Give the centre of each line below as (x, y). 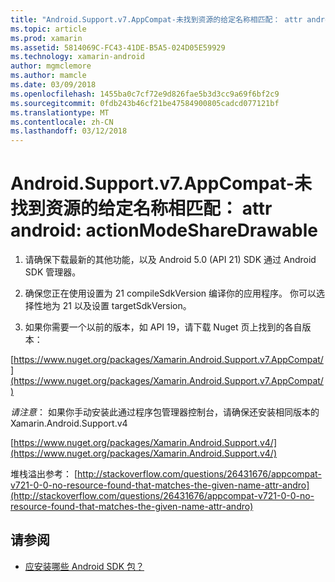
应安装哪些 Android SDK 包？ (84, 566)
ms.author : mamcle (48, 76)
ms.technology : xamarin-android (77, 57)
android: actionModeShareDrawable (164, 230)
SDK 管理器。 (53, 272)
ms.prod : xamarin (46, 38)
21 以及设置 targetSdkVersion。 (127, 306)
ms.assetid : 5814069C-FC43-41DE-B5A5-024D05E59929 (118, 47)
